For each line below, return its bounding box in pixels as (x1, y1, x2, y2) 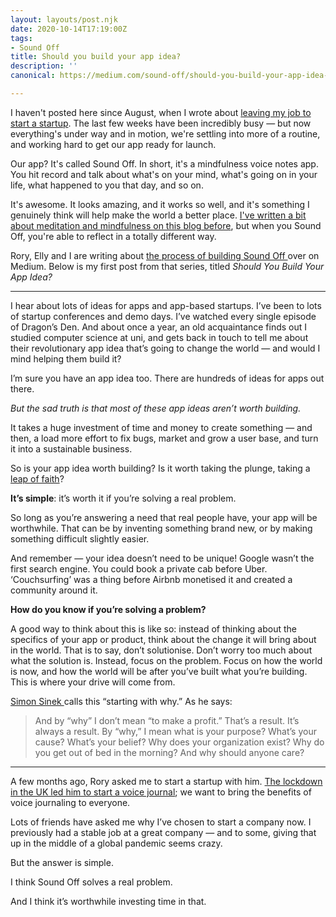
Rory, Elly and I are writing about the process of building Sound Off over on (10, 249, 320, 261)
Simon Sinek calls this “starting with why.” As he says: (10, 695, 233, 707)
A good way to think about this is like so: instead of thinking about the (10, 622, 297, 635)
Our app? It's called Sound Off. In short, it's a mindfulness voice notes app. (10, 157, 319, 170)
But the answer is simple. (10, 856, 114, 868)
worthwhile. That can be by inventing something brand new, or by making (10, 522, 313, 534)
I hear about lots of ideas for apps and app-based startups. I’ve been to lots (10, 299, 322, 311)
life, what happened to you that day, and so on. (10, 179, 204, 191)
